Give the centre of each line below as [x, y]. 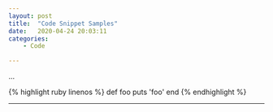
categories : [28, 39]
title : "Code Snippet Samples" [63, 24]
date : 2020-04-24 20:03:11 [58, 31]
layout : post [30, 16]
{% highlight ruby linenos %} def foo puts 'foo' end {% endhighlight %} [128, 92]
